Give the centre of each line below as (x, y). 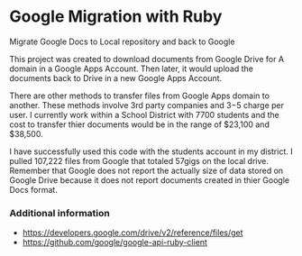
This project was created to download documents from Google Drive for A (147, 59)
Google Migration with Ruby (116, 17)
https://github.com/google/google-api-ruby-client (114, 242)
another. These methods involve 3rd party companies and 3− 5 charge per (147, 105)
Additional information (60, 213)
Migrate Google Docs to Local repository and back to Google (122, 41)
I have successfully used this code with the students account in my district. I (151, 151)
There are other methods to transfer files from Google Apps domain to (140, 96)
